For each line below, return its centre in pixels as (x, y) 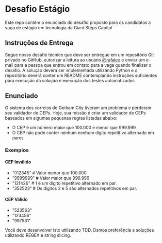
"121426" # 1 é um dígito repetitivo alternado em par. (65, 183)
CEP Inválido (18, 162)
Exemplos (17, 150)
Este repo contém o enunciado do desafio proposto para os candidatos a (78, 22)
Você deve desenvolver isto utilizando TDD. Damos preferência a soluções (80, 230)
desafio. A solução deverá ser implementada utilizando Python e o (71, 70)
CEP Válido (16, 199)
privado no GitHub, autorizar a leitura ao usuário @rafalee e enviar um (75, 60)
